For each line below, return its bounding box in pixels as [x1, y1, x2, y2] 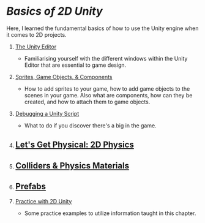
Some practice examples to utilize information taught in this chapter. [24, 210, 196, 217]
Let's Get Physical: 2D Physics [15, 140, 135, 150]
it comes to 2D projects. [6, 31, 67, 38]
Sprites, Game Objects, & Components [15, 73, 113, 80]
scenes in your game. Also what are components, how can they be [24, 91, 193, 99]
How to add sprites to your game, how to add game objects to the [24, 85, 190, 93]
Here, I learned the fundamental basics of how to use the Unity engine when [6, 25, 199, 32]
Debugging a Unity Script [15, 110, 80, 117]
